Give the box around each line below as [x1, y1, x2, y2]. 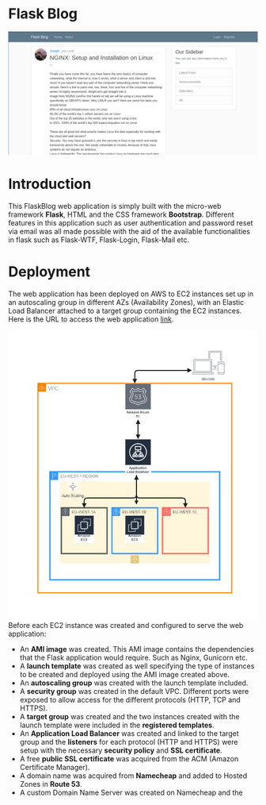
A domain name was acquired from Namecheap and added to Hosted [19, 771, 248, 780]
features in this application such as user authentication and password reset [8, 218, 253, 227]
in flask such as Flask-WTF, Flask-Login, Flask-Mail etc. [8, 235, 190, 245]
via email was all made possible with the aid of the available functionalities [8, 226, 251, 236]
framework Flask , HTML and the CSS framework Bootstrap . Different [8, 210, 235, 219]
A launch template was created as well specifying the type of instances [19, 661, 255, 671]
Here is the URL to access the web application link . [8, 314, 174, 324]
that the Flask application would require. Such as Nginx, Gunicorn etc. [19, 653, 248, 663]
